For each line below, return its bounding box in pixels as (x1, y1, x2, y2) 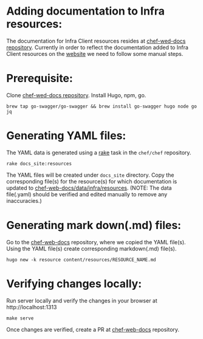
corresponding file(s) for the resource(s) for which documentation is (6, 177, 177, 185)
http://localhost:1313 (6, 303, 57, 310)
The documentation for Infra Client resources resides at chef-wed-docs (6, 37, 186, 44)
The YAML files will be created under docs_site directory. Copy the (6, 171, 174, 179)
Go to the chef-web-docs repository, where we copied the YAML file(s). (6, 238, 187, 245)
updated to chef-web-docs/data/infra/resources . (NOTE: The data (6, 184, 172, 191)
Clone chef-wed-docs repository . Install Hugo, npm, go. (6, 91, 146, 98)
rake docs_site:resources (6, 160, 72, 166)
